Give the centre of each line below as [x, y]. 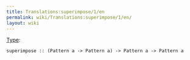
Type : [13, 40]
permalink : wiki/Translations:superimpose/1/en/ [69, 17]
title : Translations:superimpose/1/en [55, 12]
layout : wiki [23, 23]
